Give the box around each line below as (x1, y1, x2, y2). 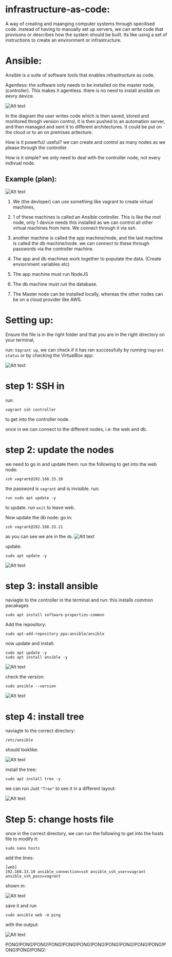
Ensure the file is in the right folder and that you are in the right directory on (5, 331, 165, 337)
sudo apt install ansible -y (5, 655, 68, 660)
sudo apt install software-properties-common (5, 612, 104, 617)
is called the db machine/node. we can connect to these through (12, 240, 150, 246)
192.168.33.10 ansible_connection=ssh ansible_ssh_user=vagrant (5, 869, 146, 874)
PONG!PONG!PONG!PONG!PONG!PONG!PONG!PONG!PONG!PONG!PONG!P (5, 942, 166, 948)
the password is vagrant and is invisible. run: (5, 485, 100, 492)
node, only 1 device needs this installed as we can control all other (12, 219, 153, 226)
